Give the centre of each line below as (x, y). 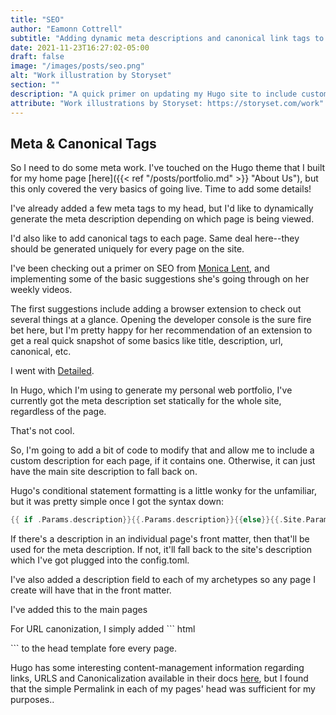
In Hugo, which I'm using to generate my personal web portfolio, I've (151, 390)
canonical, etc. (41, 352)
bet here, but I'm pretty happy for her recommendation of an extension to (161, 330)
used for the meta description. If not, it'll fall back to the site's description (161, 550)
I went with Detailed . (52, 371)
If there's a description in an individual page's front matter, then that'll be (160, 539)
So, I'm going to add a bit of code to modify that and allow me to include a (162, 450)
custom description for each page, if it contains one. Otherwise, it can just (163, 461)
